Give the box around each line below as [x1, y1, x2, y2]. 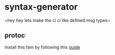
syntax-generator [4, 1, 78, 13]
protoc [4, 31, 25, 40]
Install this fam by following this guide [4, 44, 80, 50]
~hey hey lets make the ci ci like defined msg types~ [4, 17, 111, 23]
